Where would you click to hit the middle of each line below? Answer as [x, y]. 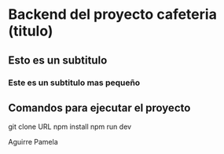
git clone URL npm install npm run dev [70, 126]
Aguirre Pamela [33, 142]
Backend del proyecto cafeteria [113, 15]
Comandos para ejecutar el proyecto [99, 108]
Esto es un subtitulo [58, 60]
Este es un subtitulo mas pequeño [74, 82]
